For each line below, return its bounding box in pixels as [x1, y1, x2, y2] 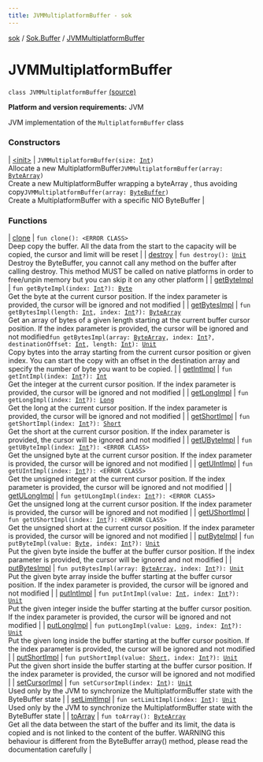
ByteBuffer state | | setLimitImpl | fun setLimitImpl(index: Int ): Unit [8, 695, 237, 704]
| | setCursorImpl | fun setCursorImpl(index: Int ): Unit [8, 678, 193, 687]
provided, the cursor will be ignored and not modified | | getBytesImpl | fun [8, 301, 250, 310]
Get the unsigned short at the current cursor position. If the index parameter [8, 523, 255, 532]
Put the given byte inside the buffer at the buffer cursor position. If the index [8, 547, 255, 556]
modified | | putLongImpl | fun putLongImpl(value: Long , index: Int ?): [8, 621, 243, 630]
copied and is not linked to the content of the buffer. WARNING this [8, 728, 226, 738]
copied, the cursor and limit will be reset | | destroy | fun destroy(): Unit [8, 250, 246, 260]
